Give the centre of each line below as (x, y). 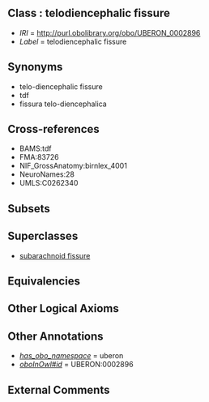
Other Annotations (55, 336)
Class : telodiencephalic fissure (89, 13)
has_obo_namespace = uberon (71, 356)
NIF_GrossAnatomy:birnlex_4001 (73, 166)
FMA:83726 (39, 157)
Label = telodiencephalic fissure (73, 41)
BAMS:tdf (35, 148)
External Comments (59, 389)
